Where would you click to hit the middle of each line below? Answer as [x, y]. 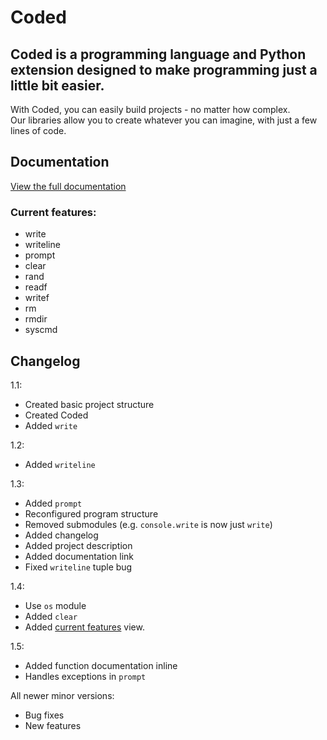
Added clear [51, 616]
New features [53, 725]
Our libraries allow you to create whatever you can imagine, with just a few [164, 120]
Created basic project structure [89, 404]
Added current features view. [84, 627]
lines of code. [38, 130]
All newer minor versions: [62, 695]
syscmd [41, 330]
